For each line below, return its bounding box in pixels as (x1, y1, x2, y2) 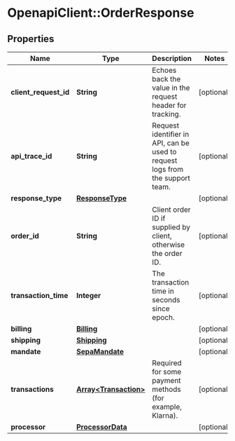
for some (152, 367, 182, 376)
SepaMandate (76, 347, 124, 356)
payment (152, 376, 181, 385)
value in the (152, 83, 190, 93)
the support (152, 173, 191, 183)
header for (152, 100, 187, 110)
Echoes (152, 65, 177, 75)
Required (152, 358, 182, 367)
